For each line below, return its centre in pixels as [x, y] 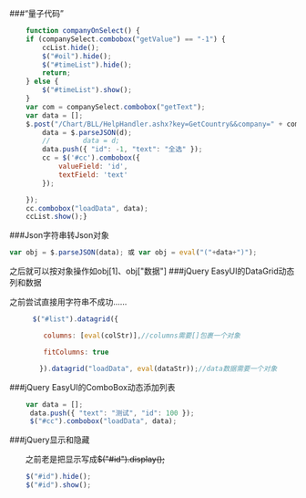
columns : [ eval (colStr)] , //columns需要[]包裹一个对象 [142, 336]
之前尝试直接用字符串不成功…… [68, 302]
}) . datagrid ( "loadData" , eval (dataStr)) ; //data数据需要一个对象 [158, 368]
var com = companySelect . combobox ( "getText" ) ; [116, 107]
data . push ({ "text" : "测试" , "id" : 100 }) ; [112, 413]
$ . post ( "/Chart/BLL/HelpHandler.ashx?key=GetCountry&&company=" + [154, 124]
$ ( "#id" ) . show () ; [59, 485]
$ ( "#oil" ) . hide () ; [77, 56]
